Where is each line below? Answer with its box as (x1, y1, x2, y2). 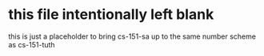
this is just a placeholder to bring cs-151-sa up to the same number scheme (8, 32, 256, 41)
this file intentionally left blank (8, 6, 214, 24)
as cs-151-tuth (8, 39, 55, 49)
